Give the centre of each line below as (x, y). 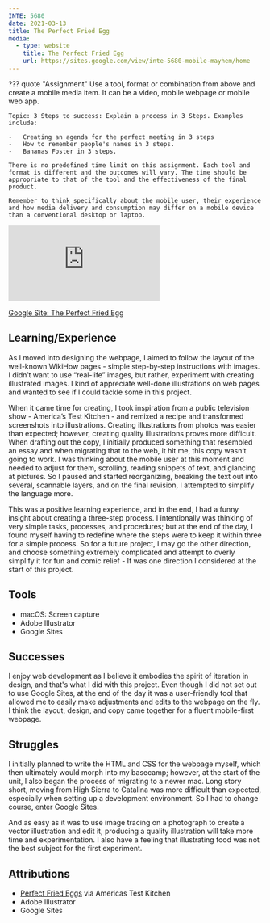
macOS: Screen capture (60, 614)
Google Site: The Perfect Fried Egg (66, 313)
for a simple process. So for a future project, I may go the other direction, (130, 543)
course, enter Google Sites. (54, 807)
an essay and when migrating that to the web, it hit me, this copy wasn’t (127, 450)
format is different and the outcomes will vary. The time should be (128, 172)
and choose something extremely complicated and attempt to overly (122, 552)
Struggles (33, 744)
